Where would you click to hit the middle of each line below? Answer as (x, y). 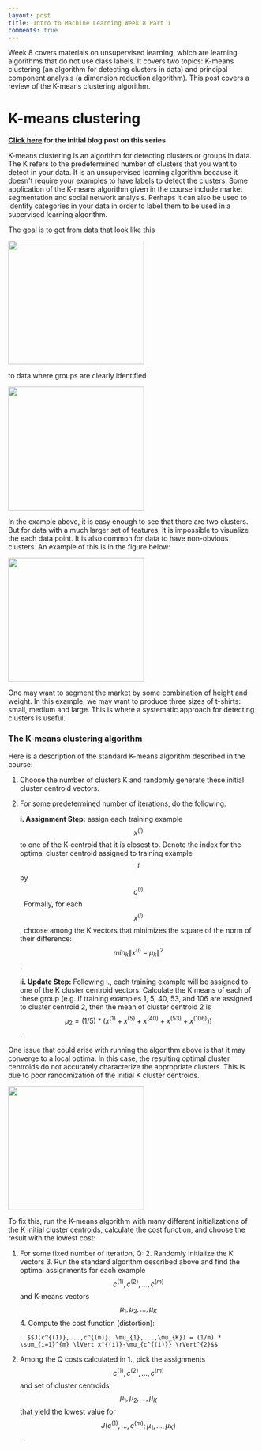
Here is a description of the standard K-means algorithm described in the (127, 756)
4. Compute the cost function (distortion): (87, 1323)
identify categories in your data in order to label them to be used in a (120, 206)
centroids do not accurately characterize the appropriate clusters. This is (127, 1067)
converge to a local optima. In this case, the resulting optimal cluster (119, 1058)
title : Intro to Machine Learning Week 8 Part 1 (90, 23)
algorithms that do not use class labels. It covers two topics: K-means (121, 61)
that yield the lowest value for (67, 1412)
